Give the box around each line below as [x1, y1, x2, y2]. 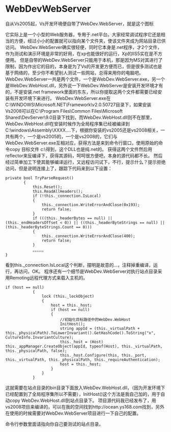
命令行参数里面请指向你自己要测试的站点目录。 [5, 421, 103, 427]
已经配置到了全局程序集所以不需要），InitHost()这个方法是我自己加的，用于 [5, 391, 161, 397]
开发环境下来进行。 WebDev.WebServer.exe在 [14, 95, 111, 101]
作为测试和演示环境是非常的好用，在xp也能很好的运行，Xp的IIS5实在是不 [5, 50, 158, 57]
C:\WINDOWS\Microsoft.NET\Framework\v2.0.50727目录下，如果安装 [5, 101, 152, 108]
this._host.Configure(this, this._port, [60, 352, 147, 358]
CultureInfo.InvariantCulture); [5, 335, 74, 340]
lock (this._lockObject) [41, 294, 95, 299]
